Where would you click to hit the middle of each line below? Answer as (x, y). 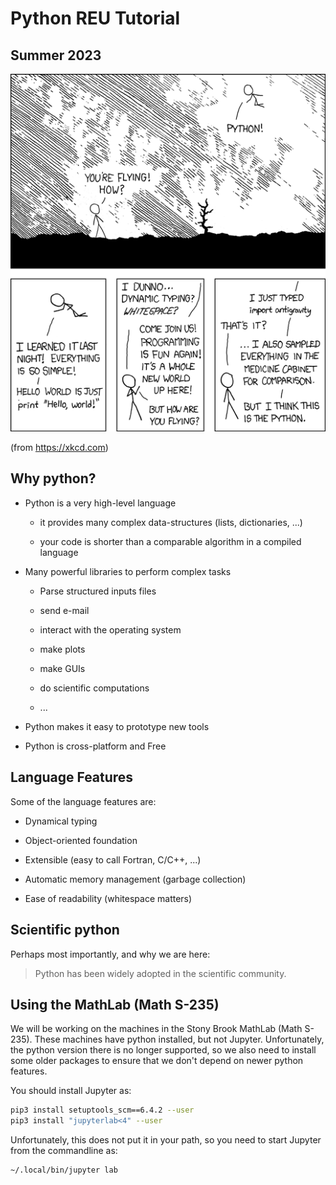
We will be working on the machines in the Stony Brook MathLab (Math (156, 1029)
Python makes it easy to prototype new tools (117, 726)
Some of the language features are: (83, 801)
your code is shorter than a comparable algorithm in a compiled (170, 541)
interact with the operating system (110, 629)
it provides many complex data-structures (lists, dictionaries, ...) (171, 522)
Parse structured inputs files (98, 591)
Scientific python (65, 930)
